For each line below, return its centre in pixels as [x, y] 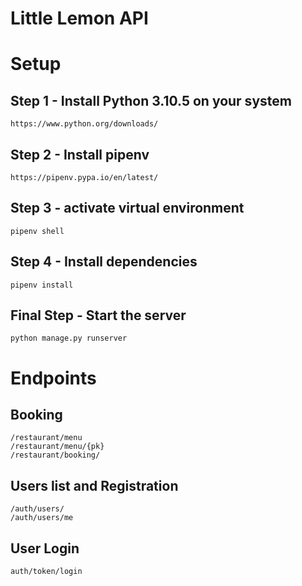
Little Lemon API [79, 18]
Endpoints [53, 378]
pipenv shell [37, 231]
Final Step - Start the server [98, 315]
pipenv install [42, 285]
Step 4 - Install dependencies [104, 262]
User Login [45, 548]
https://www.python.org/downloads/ [84, 124]
